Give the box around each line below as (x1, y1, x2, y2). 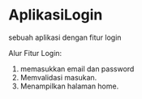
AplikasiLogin (8, 6, 103, 24)
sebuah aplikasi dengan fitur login (8, 32, 122, 42)
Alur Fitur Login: (8, 48, 62, 58)
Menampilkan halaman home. (19, 81, 119, 91)
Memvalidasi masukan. (19, 72, 97, 82)
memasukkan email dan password (19, 63, 135, 74)
